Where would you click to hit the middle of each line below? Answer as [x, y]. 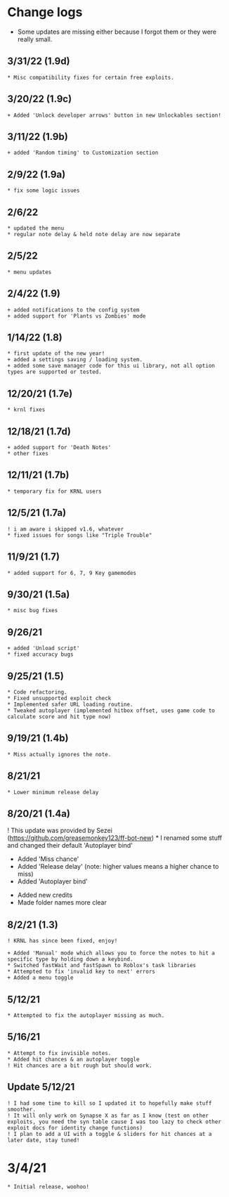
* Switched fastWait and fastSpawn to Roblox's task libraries [102, 966]
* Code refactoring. [38, 692]
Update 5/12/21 [41, 1087]
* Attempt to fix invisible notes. [59, 1053]
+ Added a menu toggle [40, 978]
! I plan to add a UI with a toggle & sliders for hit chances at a [110, 1134]
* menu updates [30, 272]
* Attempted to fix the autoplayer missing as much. [86, 1016]
